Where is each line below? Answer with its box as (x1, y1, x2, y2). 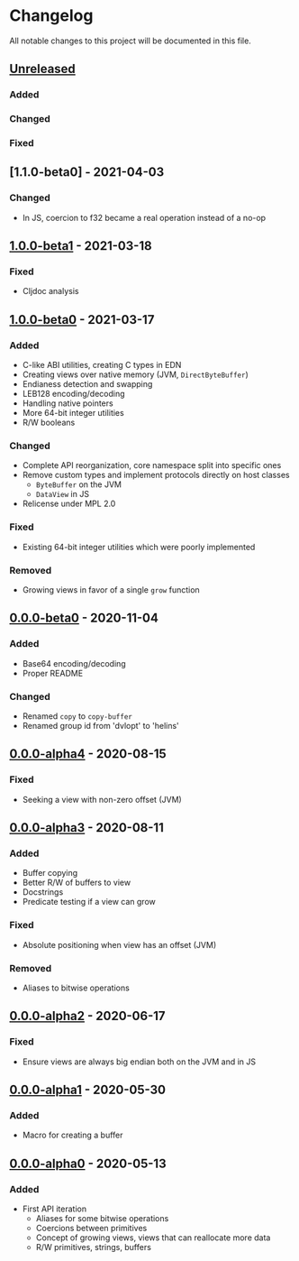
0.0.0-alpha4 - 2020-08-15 (9, 746, 167, 762)
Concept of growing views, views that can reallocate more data (35, 1232, 271, 1243)
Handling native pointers (22, 398, 114, 409)
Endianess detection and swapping (22, 379, 153, 390)
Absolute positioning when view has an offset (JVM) (22, 939, 217, 950)
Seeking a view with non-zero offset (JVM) (22, 794, 182, 805)
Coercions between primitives (35, 1223, 148, 1234)
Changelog (9, 5, 94, 26)
